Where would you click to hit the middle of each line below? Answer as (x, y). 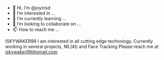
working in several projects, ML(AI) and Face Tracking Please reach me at (82, 46)
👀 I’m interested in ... (34, 13)
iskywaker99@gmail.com (32, 52)
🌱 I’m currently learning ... (39, 18)
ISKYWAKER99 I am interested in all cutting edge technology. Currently (79, 41)
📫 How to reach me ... (36, 29)
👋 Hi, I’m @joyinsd (31, 8)
